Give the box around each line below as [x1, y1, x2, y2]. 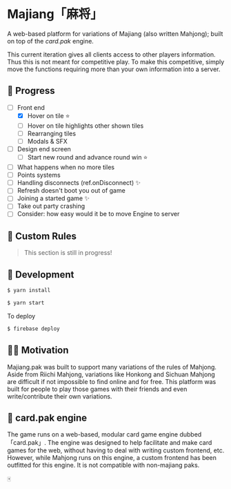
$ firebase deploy [7, 325, 60, 332]
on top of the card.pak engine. [7, 37, 94, 45]
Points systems [17, 171, 61, 180]
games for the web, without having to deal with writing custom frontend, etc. [7, 446, 225, 454]
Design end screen [17, 145, 71, 153]
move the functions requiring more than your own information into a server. [7, 65, 221, 73]
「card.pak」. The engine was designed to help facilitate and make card [7, 439, 212, 447]
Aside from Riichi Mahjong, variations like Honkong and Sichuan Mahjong [7, 370, 215, 378]
